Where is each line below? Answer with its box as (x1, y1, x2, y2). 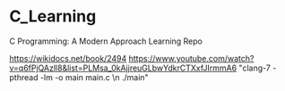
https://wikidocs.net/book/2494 (9, 53, 127, 63)
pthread (9, 71, 39, 82)
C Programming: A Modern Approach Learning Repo (9, 36, 203, 46)
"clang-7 (238, 62, 272, 73)
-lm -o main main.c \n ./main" (39, 71, 150, 82)
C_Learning (9, 6, 97, 27)
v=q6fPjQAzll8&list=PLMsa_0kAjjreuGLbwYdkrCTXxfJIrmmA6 (9, 62, 237, 73)
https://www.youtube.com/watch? (128, 53, 255, 63)
